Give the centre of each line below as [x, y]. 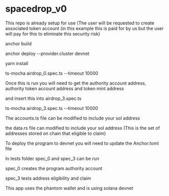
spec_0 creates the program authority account [54, 168]
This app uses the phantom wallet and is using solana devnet [69, 188]
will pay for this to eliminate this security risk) [53, 34]
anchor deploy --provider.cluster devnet [47, 53]
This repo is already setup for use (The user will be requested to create [80, 23]
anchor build [19, 43]
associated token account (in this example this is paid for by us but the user [84, 28]
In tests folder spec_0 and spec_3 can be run [52, 158]
